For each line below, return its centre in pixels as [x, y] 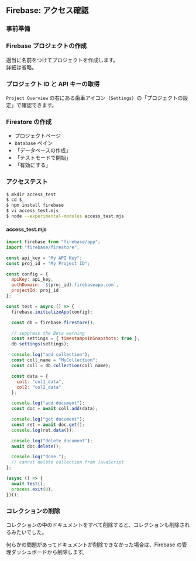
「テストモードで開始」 [43, 158]
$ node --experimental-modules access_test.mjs [65, 216]
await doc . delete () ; [36, 446]
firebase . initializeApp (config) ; [52, 312]
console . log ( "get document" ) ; [48, 419]
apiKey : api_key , [32, 280]
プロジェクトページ [38, 136]
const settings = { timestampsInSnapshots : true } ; [76, 339]
